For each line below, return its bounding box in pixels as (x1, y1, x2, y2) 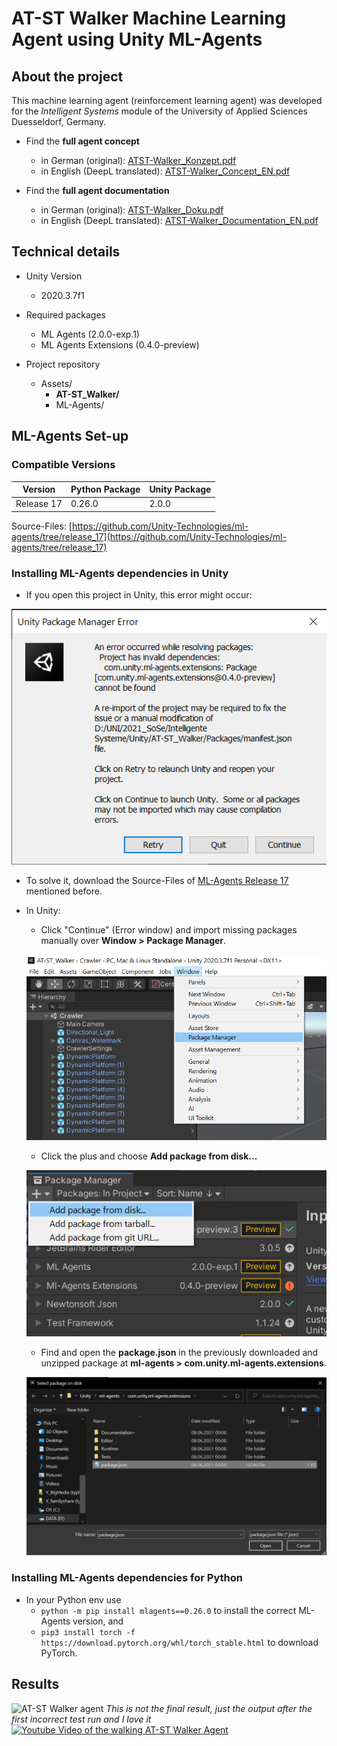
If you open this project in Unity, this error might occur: (25, 589, 253, 601)
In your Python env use (25, 1593, 122, 1606)
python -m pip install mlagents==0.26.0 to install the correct (40, 1604, 297, 1616)
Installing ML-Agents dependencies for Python (11, 1571, 243, 1585)
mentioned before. (25, 885, 103, 897)
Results (11, 1676, 60, 1693)
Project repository (25, 358, 101, 370)
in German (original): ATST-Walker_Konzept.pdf (40, 155, 237, 166)
